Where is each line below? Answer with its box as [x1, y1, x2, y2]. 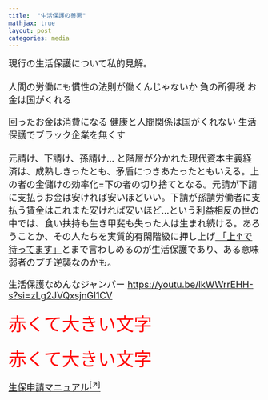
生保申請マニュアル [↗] [8, 379, 102, 394]
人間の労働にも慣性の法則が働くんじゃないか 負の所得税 [8, 82, 246, 93]
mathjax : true [8, 19, 56, 27]
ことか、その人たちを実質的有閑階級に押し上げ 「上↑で [17, 231, 253, 242]
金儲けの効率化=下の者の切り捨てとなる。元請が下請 [34, 179, 258, 190]
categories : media [8, 34, 70, 42]
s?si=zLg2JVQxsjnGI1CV [8, 290, 113, 302]
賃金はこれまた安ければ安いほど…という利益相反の [26, 205, 242, 217]
